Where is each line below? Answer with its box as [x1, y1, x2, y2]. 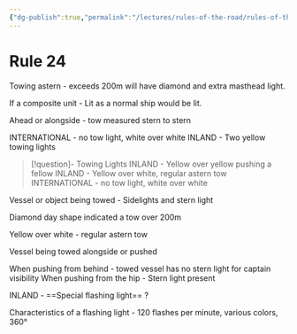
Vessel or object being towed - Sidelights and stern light [9, 194, 214, 205]
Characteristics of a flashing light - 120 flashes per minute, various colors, [9, 307, 278, 317]
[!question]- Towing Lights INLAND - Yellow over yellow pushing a [30, 159, 272, 169]
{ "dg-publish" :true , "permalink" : [9, 12, 133, 22]
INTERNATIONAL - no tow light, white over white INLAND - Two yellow [9, 132, 266, 143]
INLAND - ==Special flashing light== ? [9, 290, 148, 300]
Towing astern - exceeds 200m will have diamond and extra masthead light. [9, 81, 286, 91]
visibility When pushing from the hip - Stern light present [9, 272, 216, 284]
